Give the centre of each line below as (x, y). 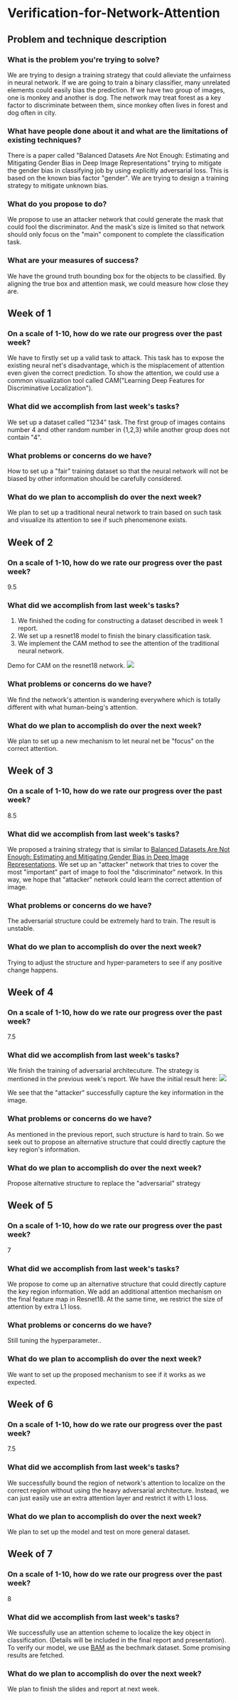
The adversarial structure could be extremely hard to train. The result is (112, 921)
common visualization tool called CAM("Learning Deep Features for (106, 381)
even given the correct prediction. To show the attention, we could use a (113, 373)
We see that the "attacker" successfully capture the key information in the (115, 1093)
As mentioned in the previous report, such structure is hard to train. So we (116, 1134)
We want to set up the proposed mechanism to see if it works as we (107, 1374)
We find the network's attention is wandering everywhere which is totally (114, 699)
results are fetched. (36, 1655)
